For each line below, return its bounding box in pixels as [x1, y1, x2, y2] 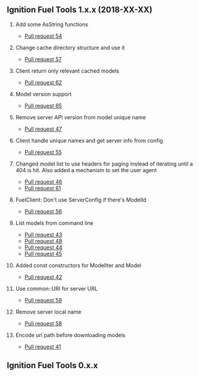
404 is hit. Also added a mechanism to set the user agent [15, 166, 157, 173]
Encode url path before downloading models [15, 331, 126, 338]
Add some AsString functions [15, 20, 89, 28]
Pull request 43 [24, 231, 62, 238]
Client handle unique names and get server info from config [15, 137, 164, 144]
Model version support [15, 90, 72, 98]
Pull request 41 [24, 343, 62, 350]
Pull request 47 [24, 125, 62, 133]
